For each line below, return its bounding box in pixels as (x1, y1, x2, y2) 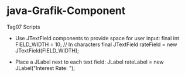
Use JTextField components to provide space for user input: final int (15, 34, 180, 41)
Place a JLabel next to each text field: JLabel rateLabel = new (15, 58, 165, 65)
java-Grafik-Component (6, 4, 126, 17)
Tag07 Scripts (6, 23, 40, 30)
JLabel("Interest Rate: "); (15, 64, 76, 71)
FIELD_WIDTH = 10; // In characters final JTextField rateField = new (15, 41, 177, 48)
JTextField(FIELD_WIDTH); (15, 47, 80, 54)
